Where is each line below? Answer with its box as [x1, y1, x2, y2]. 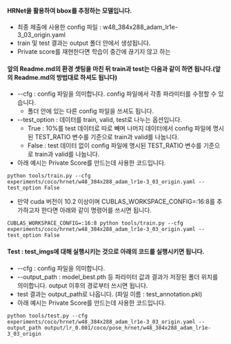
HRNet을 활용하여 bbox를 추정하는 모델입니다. [7, 6, 132, 14]
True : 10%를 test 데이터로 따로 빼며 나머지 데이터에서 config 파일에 [27, 124, 212, 132]
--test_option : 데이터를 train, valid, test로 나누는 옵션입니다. [17, 116, 183, 124]
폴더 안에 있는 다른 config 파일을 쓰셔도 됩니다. [27, 107, 154, 115]
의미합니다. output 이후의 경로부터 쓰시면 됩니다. [17, 281, 148, 290]
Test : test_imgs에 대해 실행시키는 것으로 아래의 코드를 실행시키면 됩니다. [7, 247, 205, 255]
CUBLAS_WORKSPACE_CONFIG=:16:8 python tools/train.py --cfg [7, 220, 184, 227]
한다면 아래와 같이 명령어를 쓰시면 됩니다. [41, 206, 152, 214]
